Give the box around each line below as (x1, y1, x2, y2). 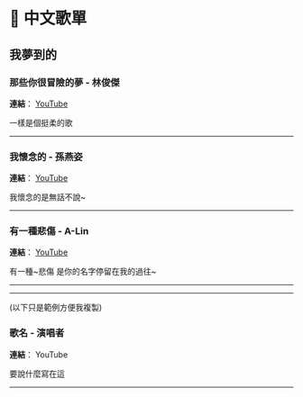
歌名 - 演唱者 (9, 327, 65, 339)
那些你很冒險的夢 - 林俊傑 (9, 76, 120, 88)
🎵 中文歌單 (9, 8, 87, 29)
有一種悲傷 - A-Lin (9, 225, 89, 238)
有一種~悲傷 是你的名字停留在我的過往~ (9, 266, 157, 277)
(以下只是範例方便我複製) (9, 302, 103, 313)
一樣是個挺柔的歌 (9, 117, 73, 128)
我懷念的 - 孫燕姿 (9, 150, 83, 163)
